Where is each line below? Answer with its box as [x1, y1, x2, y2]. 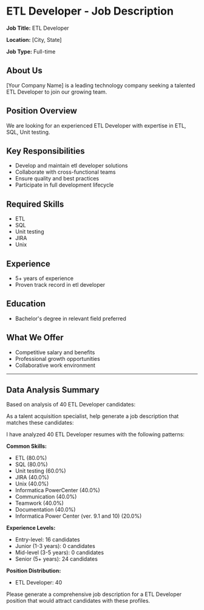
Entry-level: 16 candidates [15, 536, 80, 543]
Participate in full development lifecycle [15, 181, 114, 189]
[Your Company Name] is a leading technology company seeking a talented [6, 81, 195, 89]
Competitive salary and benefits [15, 348, 95, 356]
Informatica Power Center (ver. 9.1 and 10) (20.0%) [15, 512, 142, 520]
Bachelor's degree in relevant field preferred [15, 315, 126, 322]
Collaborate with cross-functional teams [15, 168, 116, 176]
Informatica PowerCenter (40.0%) [15, 487, 100, 494]
